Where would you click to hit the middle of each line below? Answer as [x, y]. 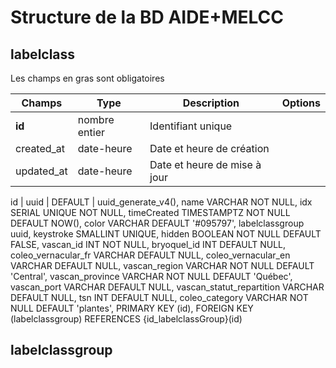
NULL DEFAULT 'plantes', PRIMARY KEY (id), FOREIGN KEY [132, 308]
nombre [96, 119]
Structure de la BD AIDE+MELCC [147, 17]
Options [301, 103]
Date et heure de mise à [205, 164]
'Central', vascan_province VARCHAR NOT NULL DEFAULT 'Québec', [151, 276]
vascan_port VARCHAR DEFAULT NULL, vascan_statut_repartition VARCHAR [167, 287]
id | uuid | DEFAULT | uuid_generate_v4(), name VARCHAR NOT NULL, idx [161, 202]
